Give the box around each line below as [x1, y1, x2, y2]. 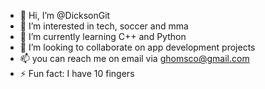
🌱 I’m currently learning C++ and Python [19, 31, 187, 42]
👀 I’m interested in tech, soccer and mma [19, 20, 189, 32]
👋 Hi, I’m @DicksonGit [19, 10, 111, 21]
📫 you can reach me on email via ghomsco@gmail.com [19, 53, 250, 64]
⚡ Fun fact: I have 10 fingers [19, 68, 135, 79]
